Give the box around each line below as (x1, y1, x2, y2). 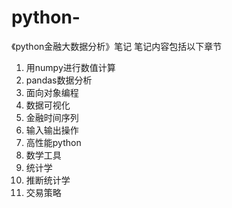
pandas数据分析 (25, 74, 93, 86)
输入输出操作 (25, 124, 79, 136)
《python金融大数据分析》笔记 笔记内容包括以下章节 (11, 40, 223, 52)
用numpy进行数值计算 (25, 61, 116, 73)
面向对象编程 (25, 86, 79, 98)
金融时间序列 (25, 111, 79, 123)
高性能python (25, 136, 82, 148)
